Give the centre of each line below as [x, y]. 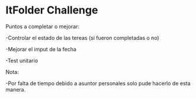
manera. [16, 89]
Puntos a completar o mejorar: [42, 26]
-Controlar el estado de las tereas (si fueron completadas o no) [82, 38]
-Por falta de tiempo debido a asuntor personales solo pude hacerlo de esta [98, 83]
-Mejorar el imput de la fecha [41, 49]
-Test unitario [22, 60]
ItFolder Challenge [52, 10]
